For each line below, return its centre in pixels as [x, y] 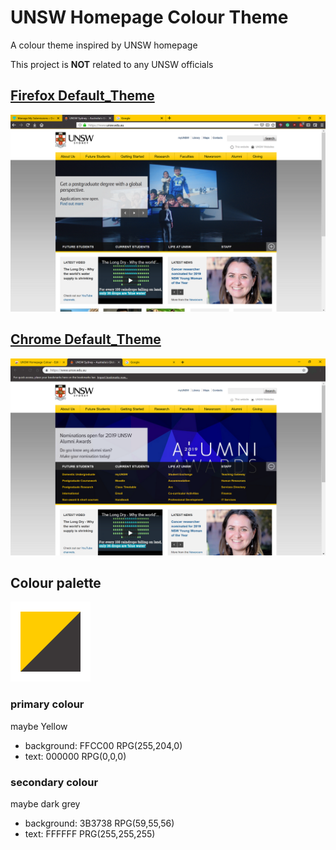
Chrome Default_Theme [86, 339]
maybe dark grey [45, 803]
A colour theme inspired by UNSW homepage [104, 45]
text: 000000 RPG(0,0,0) [75, 756]
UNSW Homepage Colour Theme [149, 17]
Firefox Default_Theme [82, 96]
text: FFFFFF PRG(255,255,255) [90, 833]
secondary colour [54, 782]
